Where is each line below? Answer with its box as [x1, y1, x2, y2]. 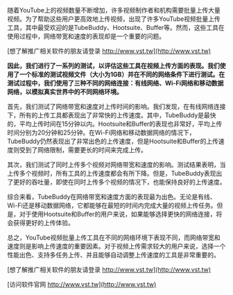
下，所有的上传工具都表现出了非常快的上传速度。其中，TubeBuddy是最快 [7, 111, 216, 119]
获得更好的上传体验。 [12, 219, 74, 227]
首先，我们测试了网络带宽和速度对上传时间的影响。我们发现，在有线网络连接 [7, 103, 226, 110]
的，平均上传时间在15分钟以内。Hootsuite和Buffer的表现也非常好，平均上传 [7, 120, 223, 128]
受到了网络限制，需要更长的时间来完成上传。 [19, 146, 147, 154]
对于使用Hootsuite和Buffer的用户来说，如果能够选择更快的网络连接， [19, 210, 216, 218]
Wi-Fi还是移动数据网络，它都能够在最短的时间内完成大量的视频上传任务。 [7, 201, 217, 210]
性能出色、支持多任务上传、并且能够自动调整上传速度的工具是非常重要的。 [7, 251, 220, 259]
